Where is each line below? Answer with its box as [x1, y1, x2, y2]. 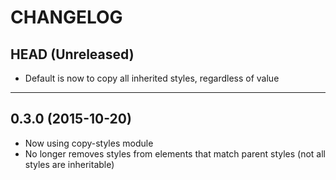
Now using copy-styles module [24, 137, 154, 149]
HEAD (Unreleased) [10, 46, 135, 63]
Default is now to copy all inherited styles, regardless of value [24, 72, 280, 84]
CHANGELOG [10, 6, 123, 29]
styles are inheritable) [24, 158, 115, 170]
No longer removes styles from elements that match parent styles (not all [24, 147, 326, 160]
